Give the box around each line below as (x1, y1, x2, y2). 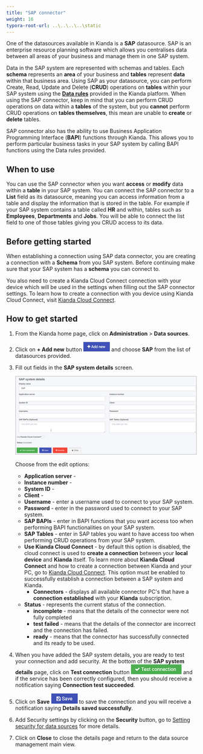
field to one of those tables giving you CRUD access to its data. (6, 219, 164, 226)
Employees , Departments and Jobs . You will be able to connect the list (6, 212, 185, 220)
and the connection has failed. (33, 626, 109, 634)
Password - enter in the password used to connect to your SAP (24, 505, 182, 512)
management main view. (14, 741, 76, 748)
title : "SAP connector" (6, 10, 66, 16)
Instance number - (24, 479, 72, 486)
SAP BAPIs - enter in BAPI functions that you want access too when (24, 518, 193, 525)
